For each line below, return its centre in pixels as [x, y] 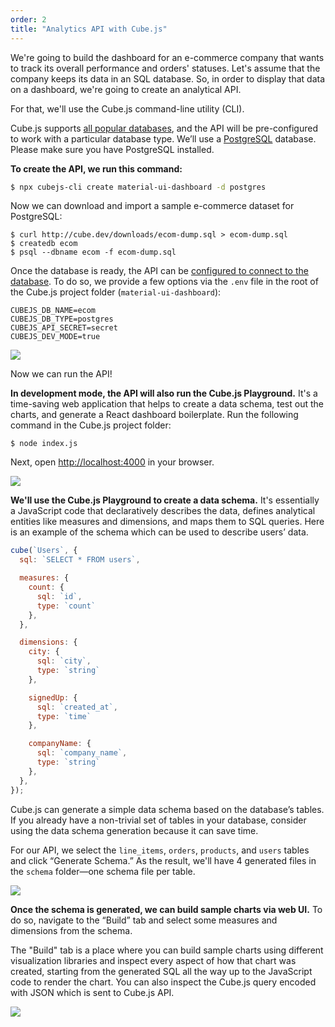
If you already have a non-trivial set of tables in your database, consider [158, 820]
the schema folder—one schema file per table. [103, 871]
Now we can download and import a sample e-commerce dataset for [152, 206]
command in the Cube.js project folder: [91, 425]
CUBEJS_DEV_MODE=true [55, 337]
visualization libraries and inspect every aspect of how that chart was [153, 960]
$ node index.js [44, 444]
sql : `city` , [64, 661]
